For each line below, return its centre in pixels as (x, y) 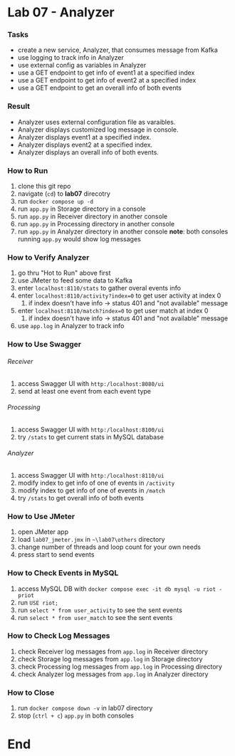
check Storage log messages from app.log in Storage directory (110, 658)
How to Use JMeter (41, 516)
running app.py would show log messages (79, 239)
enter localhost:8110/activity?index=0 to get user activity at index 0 (119, 295)
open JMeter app (43, 532)
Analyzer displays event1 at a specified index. (84, 137)
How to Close (31, 693)
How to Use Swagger (45, 345)
